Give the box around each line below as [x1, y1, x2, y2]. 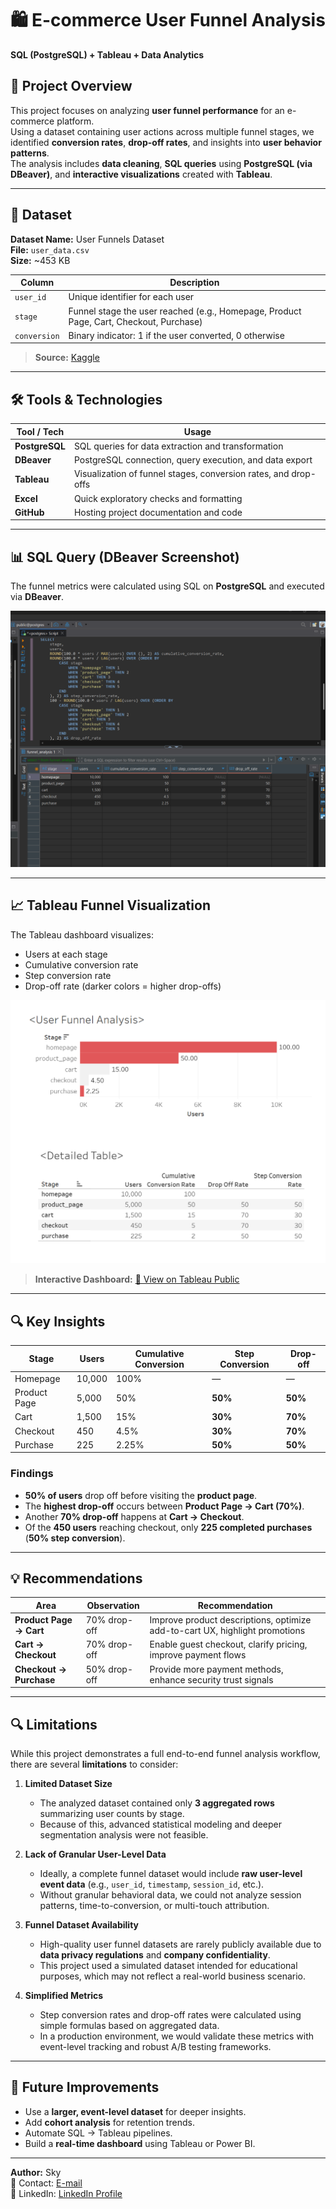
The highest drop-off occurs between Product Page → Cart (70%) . [24, 1500, 305, 1512]
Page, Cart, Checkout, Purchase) [68, 315, 203, 327]
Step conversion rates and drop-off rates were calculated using [39, 2009, 302, 2021]
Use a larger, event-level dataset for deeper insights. [24, 2105, 247, 2117]
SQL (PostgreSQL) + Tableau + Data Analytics [10, 48, 205, 61]
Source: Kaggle [34, 352, 100, 364]
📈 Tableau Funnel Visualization [10, 897, 211, 914]
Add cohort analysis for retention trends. [24, 2116, 195, 2128]
